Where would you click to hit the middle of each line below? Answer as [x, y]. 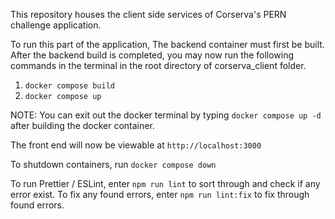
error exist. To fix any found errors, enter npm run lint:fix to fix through [160, 194]
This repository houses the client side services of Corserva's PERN [148, 14]
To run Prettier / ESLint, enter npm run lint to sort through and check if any [165, 183]
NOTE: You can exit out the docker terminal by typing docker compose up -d [166, 115]
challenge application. [56, 25]
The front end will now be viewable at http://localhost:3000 [136, 145]
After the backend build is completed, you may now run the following [152, 55]
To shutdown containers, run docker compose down [113, 164]
